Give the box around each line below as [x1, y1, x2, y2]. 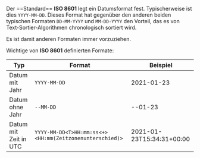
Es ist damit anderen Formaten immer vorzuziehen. [6, 36, 132, 42]
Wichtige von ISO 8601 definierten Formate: [6, 47, 114, 54]
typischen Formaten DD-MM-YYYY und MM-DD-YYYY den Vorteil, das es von [6, 18, 180, 24]
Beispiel [149, 61, 173, 69]
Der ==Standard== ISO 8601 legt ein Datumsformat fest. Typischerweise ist [6, 5, 192, 12]
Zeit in [9, 135, 27, 143]
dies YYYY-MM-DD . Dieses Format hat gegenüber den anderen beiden [6, 11, 171, 18]
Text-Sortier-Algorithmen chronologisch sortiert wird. [6, 24, 137, 31]
